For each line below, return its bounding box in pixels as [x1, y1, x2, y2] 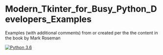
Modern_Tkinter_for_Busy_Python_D [5, 3, 157, 15]
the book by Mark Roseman [5, 35, 61, 41]
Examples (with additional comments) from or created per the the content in [5, 30, 158, 36]
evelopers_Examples [5, 14, 92, 25]
